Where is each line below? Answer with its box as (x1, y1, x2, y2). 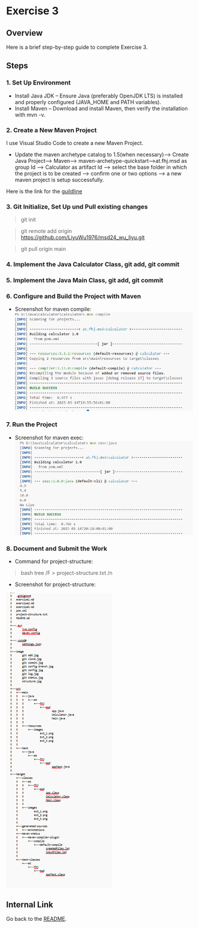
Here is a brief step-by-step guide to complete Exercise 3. (6, 43, 148, 51)
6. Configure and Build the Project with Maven (6, 292, 141, 301)
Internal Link (6, 899, 53, 910)
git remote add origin (20, 228, 72, 235)
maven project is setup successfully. (14, 176, 104, 183)
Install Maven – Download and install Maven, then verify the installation (14, 105, 188, 112)
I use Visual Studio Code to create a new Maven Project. (6, 139, 143, 146)
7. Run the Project (6, 420, 58, 429)
